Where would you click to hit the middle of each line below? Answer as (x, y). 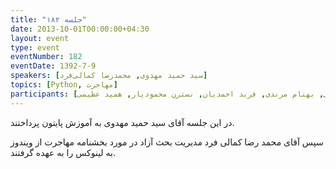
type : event (35, 47)
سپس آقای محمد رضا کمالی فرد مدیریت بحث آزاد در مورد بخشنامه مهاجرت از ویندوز (167, 142)
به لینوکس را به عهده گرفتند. (63, 152)
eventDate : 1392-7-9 (53, 66)
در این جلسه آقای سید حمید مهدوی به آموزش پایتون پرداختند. (122, 122)
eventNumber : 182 (46, 57)
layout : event (40, 38)
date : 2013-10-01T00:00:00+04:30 (80, 29)
